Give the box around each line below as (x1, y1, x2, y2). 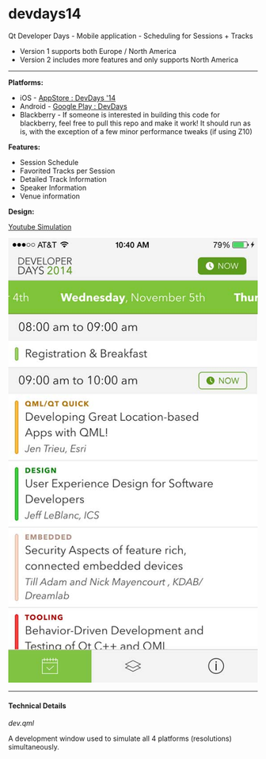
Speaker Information (19, 183, 87, 192)
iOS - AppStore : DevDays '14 (19, 93, 116, 102)
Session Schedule (19, 157, 79, 167)
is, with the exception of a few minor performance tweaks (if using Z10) (19, 126, 253, 136)
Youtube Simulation (8, 222, 72, 231)
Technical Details (8, 700, 66, 711)
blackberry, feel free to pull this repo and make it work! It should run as (19, 118, 251, 128)
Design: (8, 206, 35, 216)
